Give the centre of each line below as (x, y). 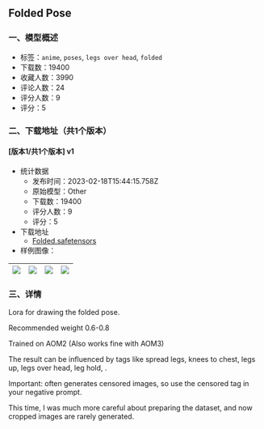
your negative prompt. (45, 393)
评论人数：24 (42, 87)
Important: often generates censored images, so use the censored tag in (129, 384)
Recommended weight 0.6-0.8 (59, 328)
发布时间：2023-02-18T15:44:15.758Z (95, 181)
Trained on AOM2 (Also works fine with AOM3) (86, 344)
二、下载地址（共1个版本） (60, 130)
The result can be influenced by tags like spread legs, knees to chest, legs (132, 359)
